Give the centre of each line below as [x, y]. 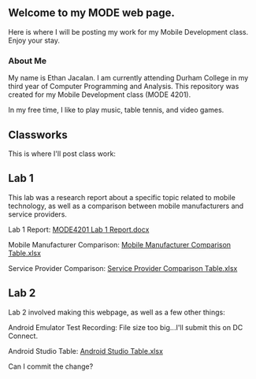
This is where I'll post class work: [62, 154]
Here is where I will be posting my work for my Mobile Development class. [128, 32]
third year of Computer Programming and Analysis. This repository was [124, 87]
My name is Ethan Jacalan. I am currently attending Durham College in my [128, 78]
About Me [28, 61]
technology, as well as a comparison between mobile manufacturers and [126, 206]
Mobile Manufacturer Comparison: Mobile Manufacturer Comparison [119, 244]
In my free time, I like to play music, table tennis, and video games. [116, 110]
